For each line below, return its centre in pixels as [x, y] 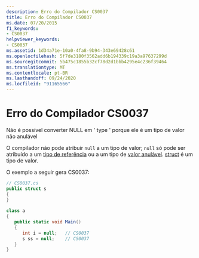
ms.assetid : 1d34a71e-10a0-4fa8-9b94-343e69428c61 [71, 51]
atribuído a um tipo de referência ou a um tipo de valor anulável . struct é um [99, 154]
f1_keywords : [22, 28]
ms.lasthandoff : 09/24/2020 [41, 78]
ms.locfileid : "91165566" [38, 84]
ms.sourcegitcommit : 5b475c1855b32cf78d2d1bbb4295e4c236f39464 [87, 62]
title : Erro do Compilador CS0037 [49, 17]
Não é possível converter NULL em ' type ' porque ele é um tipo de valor [95, 130]
